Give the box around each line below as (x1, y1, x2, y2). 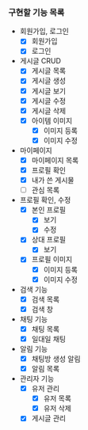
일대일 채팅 (31, 334, 66, 344)
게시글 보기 (31, 86, 66, 96)
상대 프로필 (31, 235, 66, 245)
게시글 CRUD (19, 56, 62, 66)
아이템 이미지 (31, 116, 73, 125)
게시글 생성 (31, 76, 66, 86)
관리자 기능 (19, 374, 55, 383)
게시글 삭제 (31, 105, 66, 116)
